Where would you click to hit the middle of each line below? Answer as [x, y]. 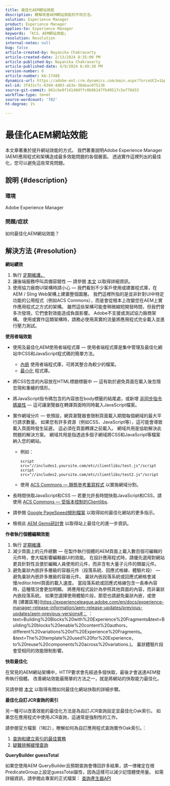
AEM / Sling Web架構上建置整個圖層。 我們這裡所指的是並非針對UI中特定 [88, 294]
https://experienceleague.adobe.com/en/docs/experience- [103, 602]
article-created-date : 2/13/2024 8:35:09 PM [53, 57]
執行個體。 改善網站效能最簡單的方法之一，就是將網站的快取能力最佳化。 [86, 678]
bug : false [17, 48]
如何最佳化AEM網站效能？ [32, 234]
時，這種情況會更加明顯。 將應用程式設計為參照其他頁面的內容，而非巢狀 [89, 589]
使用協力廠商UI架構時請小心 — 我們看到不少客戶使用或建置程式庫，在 [85, 287]
